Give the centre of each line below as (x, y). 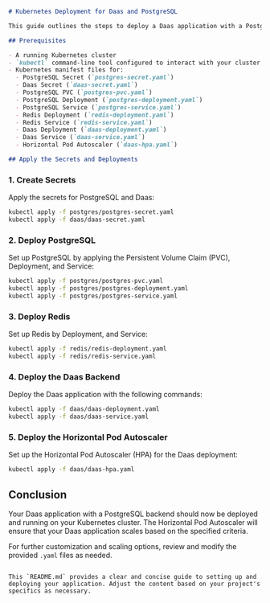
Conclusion (38, 494)
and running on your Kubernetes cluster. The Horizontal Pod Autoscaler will (133, 522)
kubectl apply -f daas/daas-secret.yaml (77, 220)
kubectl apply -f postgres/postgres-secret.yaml (91, 212)
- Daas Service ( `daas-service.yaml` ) (81, 137)
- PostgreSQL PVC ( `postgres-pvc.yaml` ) (84, 92)
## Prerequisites (37, 40)
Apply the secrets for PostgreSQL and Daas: (82, 198)
